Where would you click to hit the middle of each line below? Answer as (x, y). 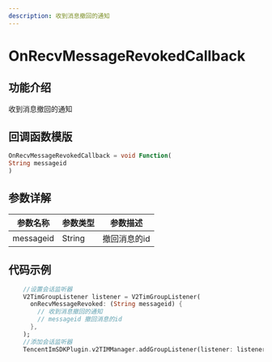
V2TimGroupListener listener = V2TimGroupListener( (112, 296)
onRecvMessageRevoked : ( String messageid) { (106, 305)
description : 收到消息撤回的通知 (59, 16)
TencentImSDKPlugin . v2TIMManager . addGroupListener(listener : (128, 349)
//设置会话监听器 (48, 289)
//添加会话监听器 (48, 342)
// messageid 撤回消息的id (80, 319)
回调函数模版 (40, 137)
